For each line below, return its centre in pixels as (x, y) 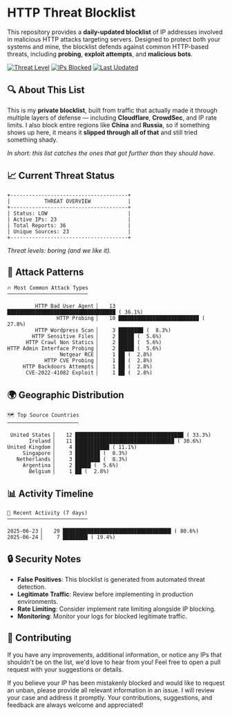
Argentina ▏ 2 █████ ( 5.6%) (70, 465)
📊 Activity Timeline (50, 493)
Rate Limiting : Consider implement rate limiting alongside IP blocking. (116, 609)
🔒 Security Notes (44, 559)
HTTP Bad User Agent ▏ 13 (75, 306)
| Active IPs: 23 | (69, 220)
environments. (38, 601)
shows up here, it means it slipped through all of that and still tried (103, 132)
